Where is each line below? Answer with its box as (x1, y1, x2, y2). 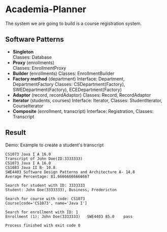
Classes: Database (12, 54, 52, 60)
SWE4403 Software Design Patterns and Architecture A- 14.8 (5, 169, 136, 175)
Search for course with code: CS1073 (5, 196, 85, 201)
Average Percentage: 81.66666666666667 (5, 174, 90, 179)
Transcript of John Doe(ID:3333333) (5, 156, 83, 161)
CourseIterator (12, 103, 44, 109)
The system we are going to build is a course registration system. (5, 20, 142, 26)
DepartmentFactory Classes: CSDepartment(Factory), (12, 81, 125, 87)
